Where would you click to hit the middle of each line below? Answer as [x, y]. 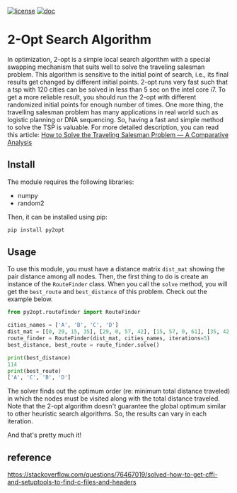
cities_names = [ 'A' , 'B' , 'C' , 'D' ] [63, 325]
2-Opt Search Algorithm [80, 40]
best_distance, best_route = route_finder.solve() [83, 345]
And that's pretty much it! [45, 435]
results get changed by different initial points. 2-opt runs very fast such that [118, 82]
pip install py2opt [36, 230]
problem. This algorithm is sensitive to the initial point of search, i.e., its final [118, 74]
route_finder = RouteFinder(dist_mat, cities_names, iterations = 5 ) [109, 338]
